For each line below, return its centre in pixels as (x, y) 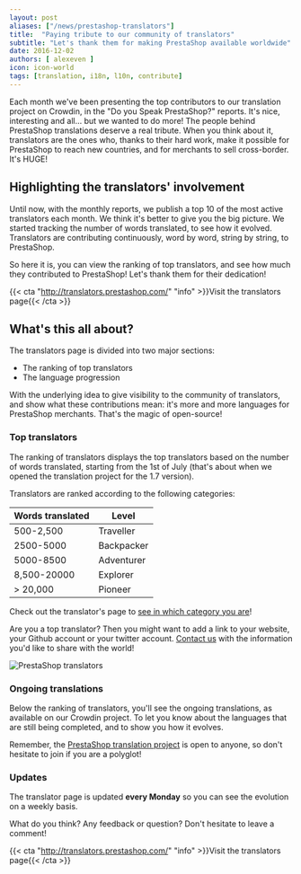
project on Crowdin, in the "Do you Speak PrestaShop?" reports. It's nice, (145, 111)
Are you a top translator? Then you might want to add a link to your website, (150, 629)
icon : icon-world (42, 68)
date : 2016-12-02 (42, 51)
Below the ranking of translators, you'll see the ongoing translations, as (141, 708)
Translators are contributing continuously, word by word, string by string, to (149, 237)
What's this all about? (72, 329)
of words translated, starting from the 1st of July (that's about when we (141, 466)
